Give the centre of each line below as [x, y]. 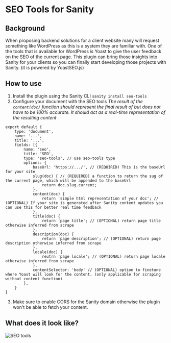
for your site [20, 171]
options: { [35, 163]
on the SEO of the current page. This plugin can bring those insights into [81, 57]
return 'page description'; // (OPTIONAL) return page [101, 238]
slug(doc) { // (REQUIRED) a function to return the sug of [98, 176]
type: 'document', [34, 131]
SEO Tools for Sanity [50, 9]
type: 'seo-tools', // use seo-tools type [69, 158]
